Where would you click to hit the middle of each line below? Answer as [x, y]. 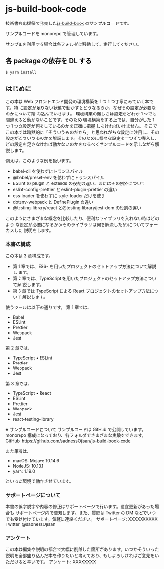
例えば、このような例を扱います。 [40, 160]
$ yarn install [21, 72]
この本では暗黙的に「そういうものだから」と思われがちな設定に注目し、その [82, 132]
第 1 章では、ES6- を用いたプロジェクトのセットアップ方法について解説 [84, 266]
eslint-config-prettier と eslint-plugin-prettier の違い [65, 189]
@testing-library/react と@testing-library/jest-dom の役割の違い [77, 208]
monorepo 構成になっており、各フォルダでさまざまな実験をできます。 [76, 435]
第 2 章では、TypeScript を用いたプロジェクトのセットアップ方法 [78, 278]
